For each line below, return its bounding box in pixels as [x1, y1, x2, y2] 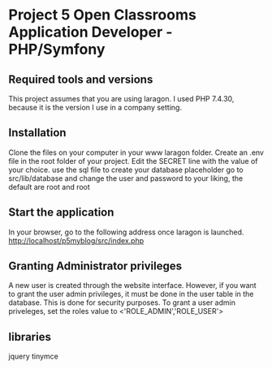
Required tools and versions [8, 72, 153, 86]
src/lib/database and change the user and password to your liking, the [8, 173, 244, 183]
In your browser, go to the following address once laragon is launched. [8, 227, 244, 237]
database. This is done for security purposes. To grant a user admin [8, 298, 235, 307]
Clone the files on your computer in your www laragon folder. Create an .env [8, 148, 264, 157]
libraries [8, 330, 51, 344]
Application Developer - [8, 23, 173, 41]
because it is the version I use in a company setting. [8, 103, 183, 112]
